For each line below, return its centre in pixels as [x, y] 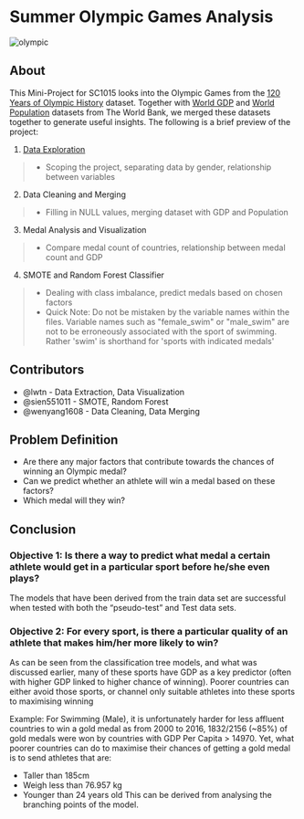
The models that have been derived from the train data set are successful [147, 598]
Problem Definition [64, 440]
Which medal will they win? [74, 500]
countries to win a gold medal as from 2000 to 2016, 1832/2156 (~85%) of [148, 729]
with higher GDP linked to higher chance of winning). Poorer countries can [149, 682]
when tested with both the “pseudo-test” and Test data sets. [123, 608]
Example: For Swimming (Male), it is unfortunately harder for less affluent [147, 719]
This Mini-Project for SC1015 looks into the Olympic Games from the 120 [145, 92]
